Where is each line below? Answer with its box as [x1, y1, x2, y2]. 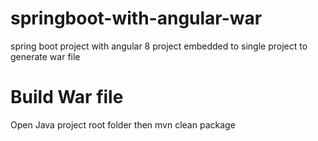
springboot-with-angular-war [10, 7, 263, 30]
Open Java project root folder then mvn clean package [10, 118, 236, 131]
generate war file [10, 50, 81, 62]
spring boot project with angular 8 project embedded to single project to [10, 40, 308, 52]
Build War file [10, 86, 124, 109]
